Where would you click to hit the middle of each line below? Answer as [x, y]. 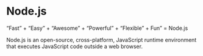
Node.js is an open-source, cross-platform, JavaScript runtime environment [101, 40]
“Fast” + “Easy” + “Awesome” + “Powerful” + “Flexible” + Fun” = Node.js [97, 28]
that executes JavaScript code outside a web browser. [75, 46]
